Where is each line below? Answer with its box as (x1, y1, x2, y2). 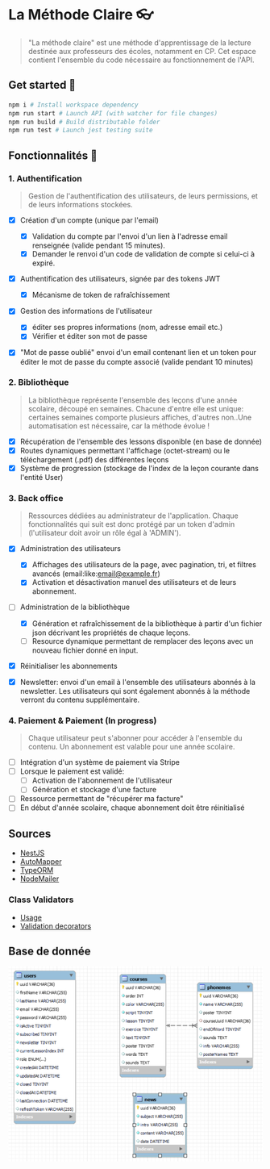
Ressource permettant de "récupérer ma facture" (19, 794, 184, 804)
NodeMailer (19, 874, 60, 883)
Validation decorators (19, 921, 92, 931)
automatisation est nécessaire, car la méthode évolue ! (27, 420, 210, 431)
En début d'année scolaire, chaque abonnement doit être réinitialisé (19, 803, 245, 812)
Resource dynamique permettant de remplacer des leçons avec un (31, 636, 254, 645)
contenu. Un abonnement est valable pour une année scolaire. (27, 742, 235, 752)
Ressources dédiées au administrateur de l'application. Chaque (27, 511, 239, 520)
